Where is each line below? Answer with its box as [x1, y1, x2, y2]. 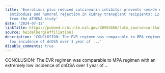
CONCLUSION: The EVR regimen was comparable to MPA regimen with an [5, 57, 156, 63]
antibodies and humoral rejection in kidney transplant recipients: [9, 12, 153, 17]
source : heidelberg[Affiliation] [5, 30, 74, 35]
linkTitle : [5, 25, 27, 30]
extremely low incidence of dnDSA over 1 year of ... [5, 62, 109, 68]
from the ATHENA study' [9, 16, 58, 21]
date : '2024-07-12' [5, 21, 45, 26]
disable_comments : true [5, 44, 54, 49]
